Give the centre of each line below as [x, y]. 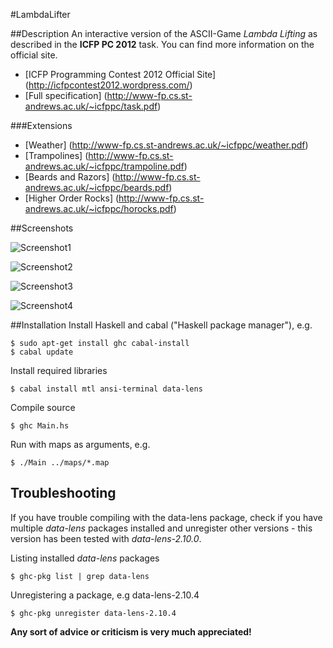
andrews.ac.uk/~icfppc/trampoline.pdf [104, 166]
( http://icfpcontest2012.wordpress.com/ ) [108, 85]
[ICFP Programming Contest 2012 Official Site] [120, 74]
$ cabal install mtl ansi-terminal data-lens [106, 389]
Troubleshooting [63, 493]
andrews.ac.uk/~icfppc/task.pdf [91, 106]
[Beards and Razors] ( [70, 177]
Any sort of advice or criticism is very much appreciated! [131, 631]
